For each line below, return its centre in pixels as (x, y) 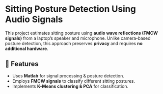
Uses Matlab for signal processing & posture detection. (68, 76)
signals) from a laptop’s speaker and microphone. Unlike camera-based (78, 38)
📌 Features (22, 64)
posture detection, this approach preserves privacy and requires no (74, 43)
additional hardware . (27, 48)
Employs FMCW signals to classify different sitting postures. (73, 81)
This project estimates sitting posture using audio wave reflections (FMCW (81, 33)
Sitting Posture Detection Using (70, 9)
